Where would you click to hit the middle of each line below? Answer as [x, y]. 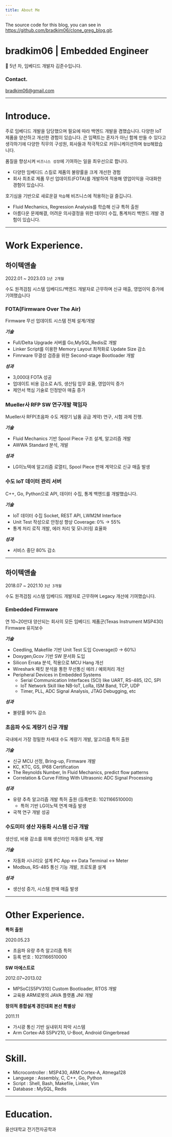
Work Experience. [44, 245]
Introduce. [28, 116]
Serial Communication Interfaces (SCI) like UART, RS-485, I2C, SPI [91, 680]
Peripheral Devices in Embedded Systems [57, 675]
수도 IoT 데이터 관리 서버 [34, 482]
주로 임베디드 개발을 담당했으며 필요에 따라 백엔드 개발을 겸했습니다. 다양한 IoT [84, 131]
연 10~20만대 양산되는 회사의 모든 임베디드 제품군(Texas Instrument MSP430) [84, 621]
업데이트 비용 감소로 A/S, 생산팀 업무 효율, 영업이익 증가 [68, 384]
